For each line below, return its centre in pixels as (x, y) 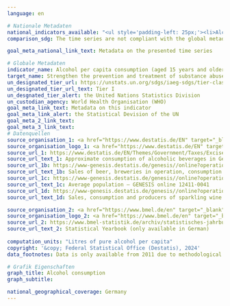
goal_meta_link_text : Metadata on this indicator (79, 108)
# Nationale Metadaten (39, 26)
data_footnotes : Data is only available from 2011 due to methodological (115, 255)
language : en (26, 13)
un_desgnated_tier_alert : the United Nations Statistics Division (104, 95)
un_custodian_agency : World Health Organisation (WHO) (87, 102)
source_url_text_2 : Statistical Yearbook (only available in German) (108, 229)
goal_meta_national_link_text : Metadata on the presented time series (110, 51)
